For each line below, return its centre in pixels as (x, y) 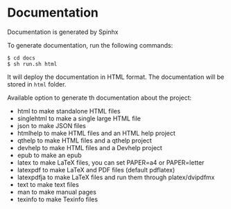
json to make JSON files (52, 125)
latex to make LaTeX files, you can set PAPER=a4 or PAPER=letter (111, 162)
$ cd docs (22, 58)
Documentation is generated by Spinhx (63, 32)
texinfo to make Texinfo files (58, 199)
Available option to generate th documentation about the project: (100, 98)
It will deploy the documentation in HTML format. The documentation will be (116, 77)
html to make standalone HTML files (69, 111)
